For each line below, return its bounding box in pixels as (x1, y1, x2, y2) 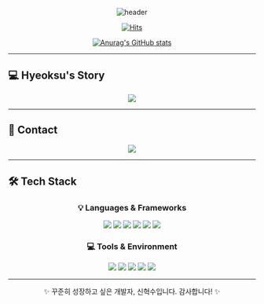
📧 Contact (8, 123, 58, 137)
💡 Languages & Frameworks (77, 202, 187, 213)
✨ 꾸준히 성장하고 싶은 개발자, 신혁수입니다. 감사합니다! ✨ (43, 287, 221, 296)
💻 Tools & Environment (86, 241, 178, 252)
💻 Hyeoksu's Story (8, 69, 105, 82)
